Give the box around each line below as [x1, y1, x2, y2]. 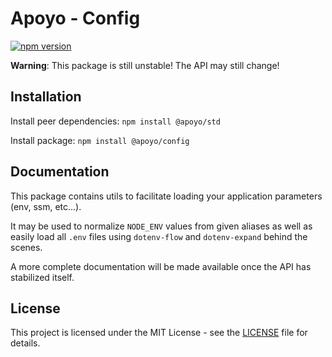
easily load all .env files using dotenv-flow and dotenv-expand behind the [10, 230, 308, 242]
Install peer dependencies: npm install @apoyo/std [10, 115, 221, 127]
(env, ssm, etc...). [10, 200, 82, 212]
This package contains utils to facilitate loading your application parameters [10, 190, 323, 202]
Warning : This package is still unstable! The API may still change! [10, 59, 280, 71]
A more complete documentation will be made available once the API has [10, 260, 312, 272]
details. [10, 337, 41, 349]
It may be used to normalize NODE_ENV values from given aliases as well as [10, 220, 313, 232]
